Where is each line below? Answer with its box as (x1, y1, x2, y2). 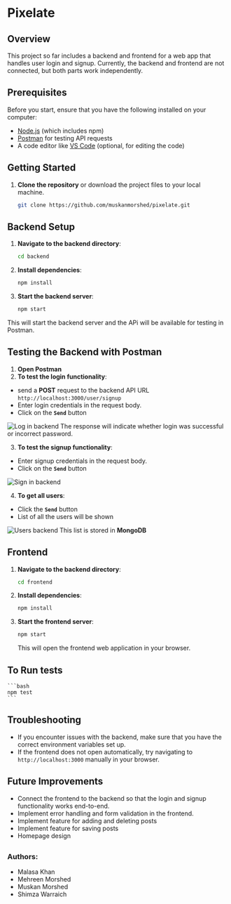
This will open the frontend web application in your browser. (17, 644, 191, 653)
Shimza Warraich (17, 890, 67, 898)
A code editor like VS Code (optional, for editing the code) (17, 141, 185, 150)
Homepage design (17, 831, 71, 840)
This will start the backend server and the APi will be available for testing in (7, 318, 224, 327)
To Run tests (7, 664, 63, 676)
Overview (7, 33, 51, 45)
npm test (7, 689, 33, 696)
